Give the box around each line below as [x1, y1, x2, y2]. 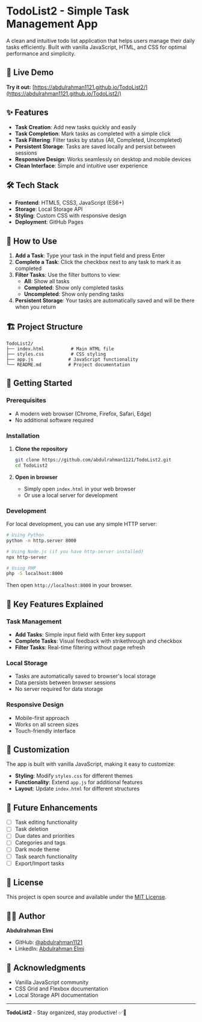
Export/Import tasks [14, 860, 64, 867]
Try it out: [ [6, 83, 35, 91]
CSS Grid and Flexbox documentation [14, 985, 108, 992]
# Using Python [6, 532, 44, 538]
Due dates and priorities [14, 832, 75, 840]
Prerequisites [6, 396, 46, 405]
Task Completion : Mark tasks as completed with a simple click [14, 130, 171, 137]
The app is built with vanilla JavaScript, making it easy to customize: [6, 760, 176, 768]
